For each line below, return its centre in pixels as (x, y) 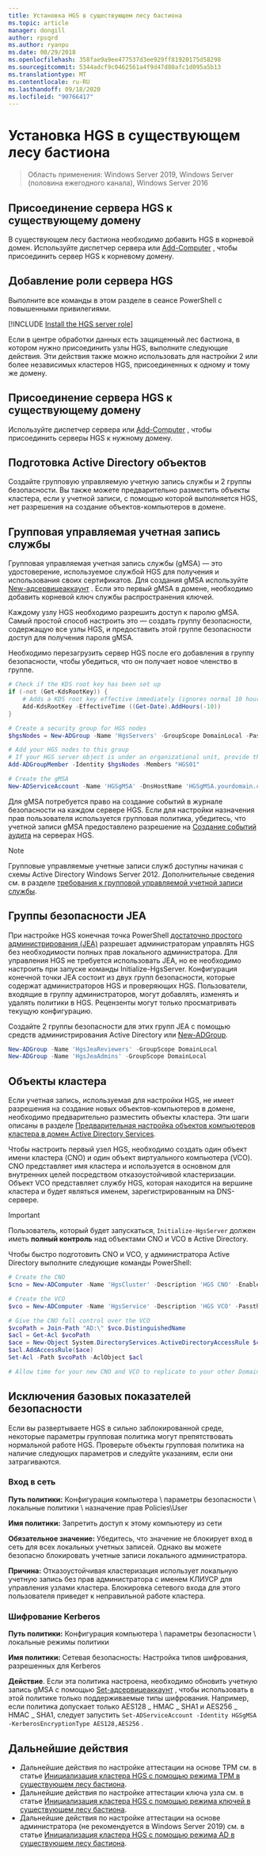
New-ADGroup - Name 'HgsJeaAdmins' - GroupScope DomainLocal (108, 1056)
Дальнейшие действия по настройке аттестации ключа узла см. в (131, 1793)
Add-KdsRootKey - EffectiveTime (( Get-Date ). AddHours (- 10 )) (122, 706)
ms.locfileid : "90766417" (51, 97)
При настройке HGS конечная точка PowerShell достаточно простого (125, 935)
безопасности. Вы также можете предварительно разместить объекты (129, 490)
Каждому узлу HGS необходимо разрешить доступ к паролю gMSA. (124, 613)
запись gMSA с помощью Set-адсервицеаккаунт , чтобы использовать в (131, 1690)
